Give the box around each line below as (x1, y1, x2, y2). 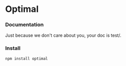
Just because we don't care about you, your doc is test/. (5, 32, 121, 38)
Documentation (5, 21, 44, 28)
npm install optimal (5, 56, 48, 61)
